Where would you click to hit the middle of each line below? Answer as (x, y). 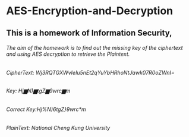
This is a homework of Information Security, (89, 33)
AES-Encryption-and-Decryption (90, 11)
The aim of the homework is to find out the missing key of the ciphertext (94, 48)
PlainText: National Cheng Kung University (58, 128)
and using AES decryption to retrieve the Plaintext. (68, 54)
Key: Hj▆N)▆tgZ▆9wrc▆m (38, 91)
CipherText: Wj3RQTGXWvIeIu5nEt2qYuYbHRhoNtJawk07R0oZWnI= (91, 72)
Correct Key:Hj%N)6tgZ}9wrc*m (46, 109)
